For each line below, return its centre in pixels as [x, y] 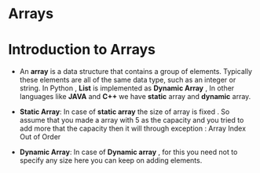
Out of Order [40, 137]
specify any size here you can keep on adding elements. [111, 160]
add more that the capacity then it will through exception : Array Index [132, 129]
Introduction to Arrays [82, 50]
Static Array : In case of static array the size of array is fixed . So [125, 112]
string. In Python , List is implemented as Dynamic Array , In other [127, 88]
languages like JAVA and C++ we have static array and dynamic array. [135, 97]
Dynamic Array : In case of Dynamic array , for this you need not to [128, 152]
